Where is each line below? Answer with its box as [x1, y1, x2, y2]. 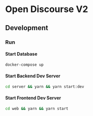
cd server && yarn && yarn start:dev [5, 84, 84, 89]
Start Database [5, 51, 38, 57]
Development [5, 24, 49, 32]
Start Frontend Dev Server [5, 95, 61, 101]
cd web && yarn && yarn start [5, 106, 69, 111]
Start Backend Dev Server [5, 73, 61, 79]
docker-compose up [5, 62, 44, 67]
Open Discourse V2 [5, 4, 88, 15]
